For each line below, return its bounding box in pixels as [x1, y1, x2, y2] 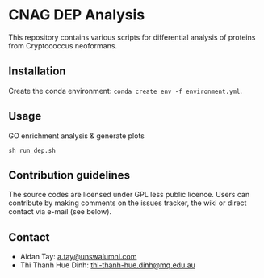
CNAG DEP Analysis [8, 6, 145, 24]
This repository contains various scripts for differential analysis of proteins [8, 32, 256, 42]
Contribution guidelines [8, 168, 131, 182]
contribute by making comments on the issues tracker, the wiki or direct [8, 198, 247, 208]
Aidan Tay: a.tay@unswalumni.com [19, 252, 137, 262]
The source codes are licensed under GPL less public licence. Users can [8, 190, 250, 200]
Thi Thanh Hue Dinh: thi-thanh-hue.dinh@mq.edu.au [19, 260, 196, 270]
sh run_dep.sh [8, 146, 57, 154]
